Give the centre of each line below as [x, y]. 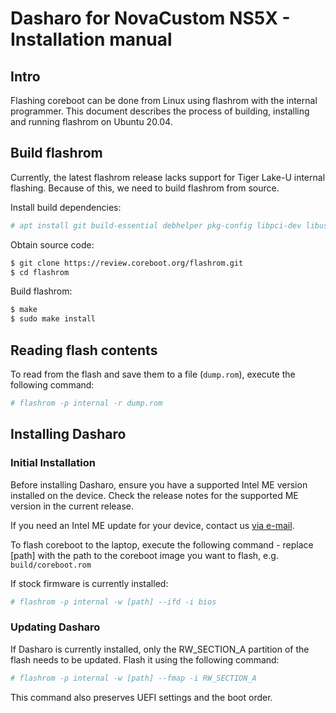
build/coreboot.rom [51, 565]
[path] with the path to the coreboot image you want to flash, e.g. [144, 555]
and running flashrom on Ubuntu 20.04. [91, 121]
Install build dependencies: [66, 207]
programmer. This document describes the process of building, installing [160, 111]
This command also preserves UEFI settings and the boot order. [141, 697]
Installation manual [91, 39]
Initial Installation [53, 463]
